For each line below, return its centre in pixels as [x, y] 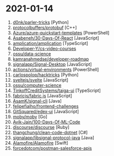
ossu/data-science [32, 54]
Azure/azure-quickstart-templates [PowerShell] [61, 33]
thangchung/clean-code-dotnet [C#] [50, 132]
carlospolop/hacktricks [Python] [45, 75]
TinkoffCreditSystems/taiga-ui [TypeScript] [57, 90]
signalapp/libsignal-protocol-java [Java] [53, 137]
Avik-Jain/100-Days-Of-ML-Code [46, 122]
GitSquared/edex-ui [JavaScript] [46, 111]
